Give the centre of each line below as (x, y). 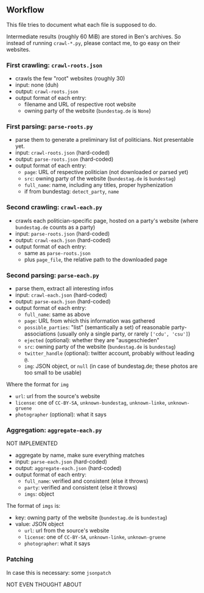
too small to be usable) (53, 373)
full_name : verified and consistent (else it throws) (86, 481)
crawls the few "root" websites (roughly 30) (70, 79)
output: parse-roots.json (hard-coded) (64, 159)
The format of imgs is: (33, 506)
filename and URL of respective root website (80, 104)
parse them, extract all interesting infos (64, 288)
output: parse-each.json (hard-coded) (63, 301)
